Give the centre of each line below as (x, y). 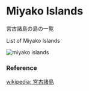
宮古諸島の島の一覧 (30, 28)
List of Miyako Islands (33, 40)
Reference (22, 67)
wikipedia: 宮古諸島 (30, 82)
